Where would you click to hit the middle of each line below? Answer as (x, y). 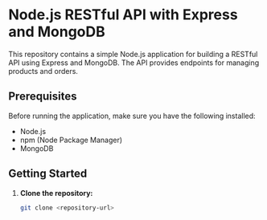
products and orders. (43, 71)
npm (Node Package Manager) (71, 140)
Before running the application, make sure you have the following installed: (132, 116)
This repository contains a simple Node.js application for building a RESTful (133, 54)
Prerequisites (43, 97)
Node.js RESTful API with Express (123, 15)
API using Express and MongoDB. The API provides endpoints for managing (134, 63)
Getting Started (48, 174)
